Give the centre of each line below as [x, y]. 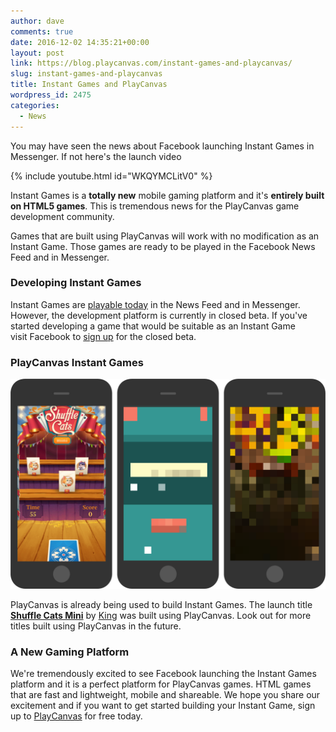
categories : [35, 105]
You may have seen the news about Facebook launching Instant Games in [162, 146]
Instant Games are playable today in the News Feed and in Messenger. [155, 304]
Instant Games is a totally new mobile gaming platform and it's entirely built [167, 195]
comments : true [42, 31]
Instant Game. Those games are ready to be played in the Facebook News [163, 246]
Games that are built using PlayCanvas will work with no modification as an [165, 236]
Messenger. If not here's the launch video [96, 156]
